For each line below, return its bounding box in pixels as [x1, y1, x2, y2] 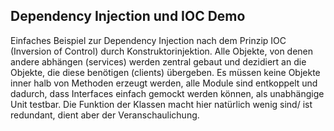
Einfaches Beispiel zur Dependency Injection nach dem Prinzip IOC [10, 34, 287, 46]
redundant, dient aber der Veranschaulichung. [10, 109, 200, 121]
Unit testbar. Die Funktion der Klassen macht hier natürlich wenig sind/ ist [10, 98, 313, 110]
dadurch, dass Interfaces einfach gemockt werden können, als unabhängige [10, 87, 325, 99]
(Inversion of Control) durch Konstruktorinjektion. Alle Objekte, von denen [10, 45, 314, 57]
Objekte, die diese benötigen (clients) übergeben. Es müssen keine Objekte [10, 66, 321, 78]
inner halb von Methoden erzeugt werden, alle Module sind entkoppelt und [10, 77, 318, 89]
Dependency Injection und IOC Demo [10, 8, 246, 25]
